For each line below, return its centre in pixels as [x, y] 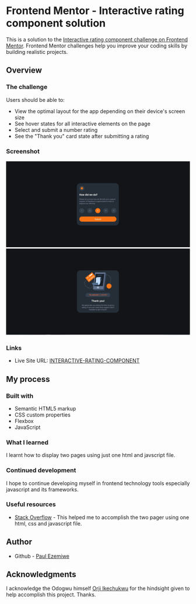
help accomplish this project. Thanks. [51, 595]
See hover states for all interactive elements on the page [82, 124]
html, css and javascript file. [48, 523]
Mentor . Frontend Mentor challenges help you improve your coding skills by [97, 46]
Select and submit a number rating [56, 129]
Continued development [41, 470]
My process [28, 379]
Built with [20, 395]
